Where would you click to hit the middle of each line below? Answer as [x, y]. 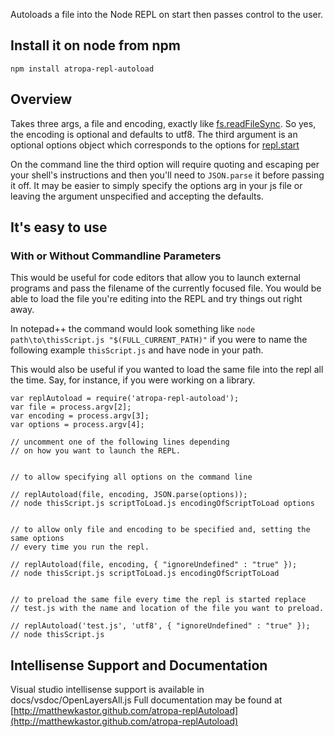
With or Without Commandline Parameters [116, 256]
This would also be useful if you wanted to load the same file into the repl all [167, 370]
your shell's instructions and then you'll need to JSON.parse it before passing [167, 175]
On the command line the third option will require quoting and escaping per [165, 164]
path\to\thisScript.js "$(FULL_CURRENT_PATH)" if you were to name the [159, 340]
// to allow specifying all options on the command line [131, 477]
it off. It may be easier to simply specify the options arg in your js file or [156, 185]
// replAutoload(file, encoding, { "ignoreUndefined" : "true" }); [154, 565]
